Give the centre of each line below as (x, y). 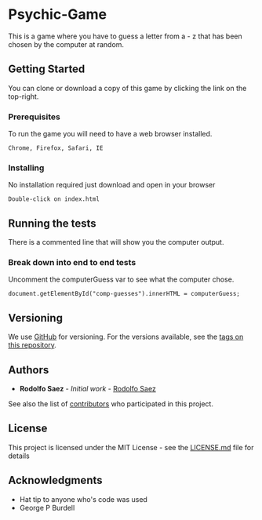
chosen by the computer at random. (66, 44)
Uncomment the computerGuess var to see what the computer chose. (121, 279)
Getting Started (47, 69)
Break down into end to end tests (72, 263)
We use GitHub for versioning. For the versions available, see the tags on (126, 337)
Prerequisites (34, 117)
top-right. (24, 96)
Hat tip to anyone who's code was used (83, 499)
